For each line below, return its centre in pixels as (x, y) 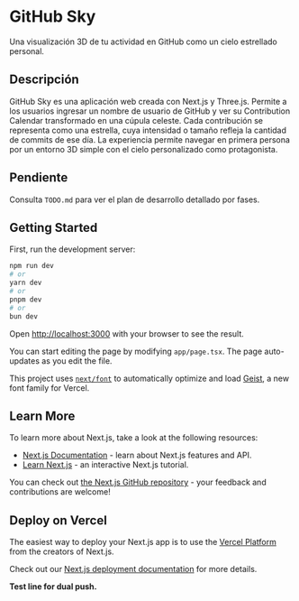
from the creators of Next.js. (62, 551)
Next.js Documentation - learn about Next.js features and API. (137, 455)
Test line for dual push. (53, 587)
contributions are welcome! (60, 492)
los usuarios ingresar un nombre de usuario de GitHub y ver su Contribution (150, 111)
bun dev (24, 316)
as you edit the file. (77, 361)
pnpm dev (26, 300)
